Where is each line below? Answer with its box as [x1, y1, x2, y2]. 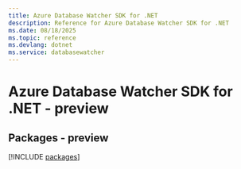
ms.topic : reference [8, 33, 77, 42]
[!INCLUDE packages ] [8, 152, 80, 161]
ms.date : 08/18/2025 [8, 26, 77, 34]
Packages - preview [8, 131, 109, 144]
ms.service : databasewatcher [8, 48, 105, 56]
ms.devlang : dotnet [8, 41, 73, 49]
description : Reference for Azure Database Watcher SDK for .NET [8, 19, 229, 27]
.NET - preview [8, 100, 109, 117]
